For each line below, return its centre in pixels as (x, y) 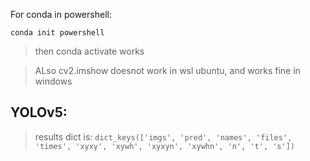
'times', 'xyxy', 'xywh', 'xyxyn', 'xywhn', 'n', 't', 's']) (165, 146)
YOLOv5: (39, 112)
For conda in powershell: (61, 14)
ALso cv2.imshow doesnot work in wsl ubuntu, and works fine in (167, 70)
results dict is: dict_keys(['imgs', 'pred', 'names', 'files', (163, 136)
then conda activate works (89, 51)
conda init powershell (57, 33)
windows (53, 81)
